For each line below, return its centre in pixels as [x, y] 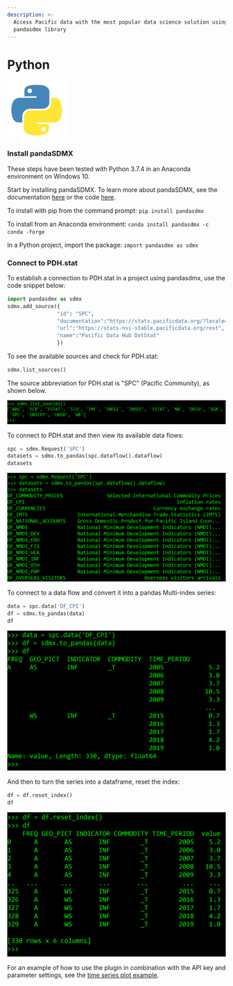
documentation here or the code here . [61, 197]
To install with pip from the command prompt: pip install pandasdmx [106, 210]
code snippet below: [36, 285]
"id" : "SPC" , [76, 314]
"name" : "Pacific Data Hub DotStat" [108, 336]
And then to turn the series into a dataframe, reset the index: [94, 782]
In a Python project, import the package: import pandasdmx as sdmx [103, 245]
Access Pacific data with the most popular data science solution [111, 22]
